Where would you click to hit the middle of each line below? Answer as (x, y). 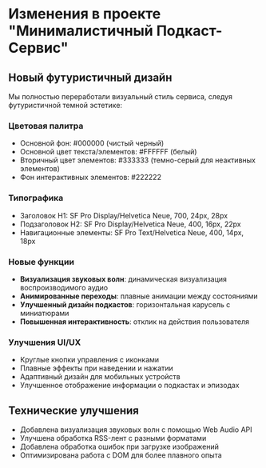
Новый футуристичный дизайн (90, 77)
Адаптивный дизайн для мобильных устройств (100, 377)
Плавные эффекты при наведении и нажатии (96, 368)
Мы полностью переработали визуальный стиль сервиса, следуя (121, 96)
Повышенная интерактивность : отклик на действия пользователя (135, 322)
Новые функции (41, 262)
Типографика (36, 198)
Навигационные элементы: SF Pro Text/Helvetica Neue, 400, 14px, (132, 232)
